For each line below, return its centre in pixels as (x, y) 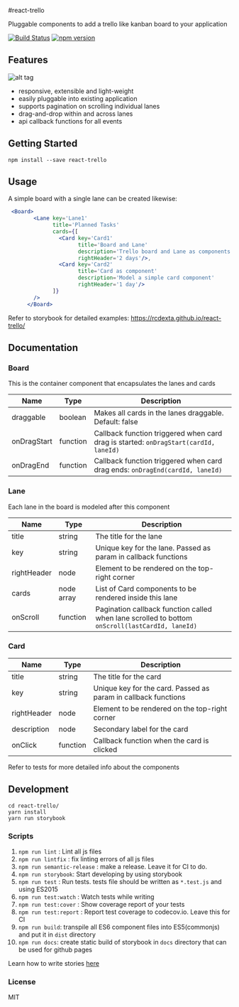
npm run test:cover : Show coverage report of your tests (101, 904)
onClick (24, 745)
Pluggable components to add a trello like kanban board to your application (118, 24)
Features (28, 60)
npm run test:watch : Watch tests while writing (86, 896)
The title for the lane (129, 536)
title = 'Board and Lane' (113, 244)
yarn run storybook (37, 818)
